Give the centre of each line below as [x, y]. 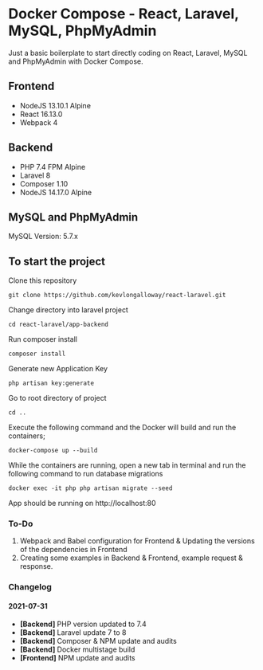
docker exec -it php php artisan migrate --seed [90, 488]
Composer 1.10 [44, 183]
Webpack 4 [39, 122]
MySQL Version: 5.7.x [43, 237]
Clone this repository [43, 280]
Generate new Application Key [58, 369]
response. [36, 566]
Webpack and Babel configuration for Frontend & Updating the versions [137, 541]
